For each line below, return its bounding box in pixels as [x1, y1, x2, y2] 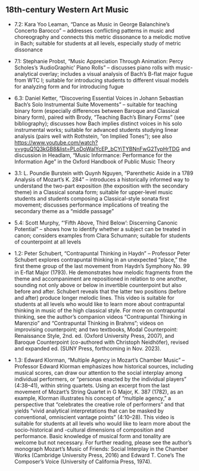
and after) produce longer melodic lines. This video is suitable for [14, 294, 175, 301]
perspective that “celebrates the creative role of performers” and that [14, 401, 185, 408]
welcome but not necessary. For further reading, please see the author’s [14, 439, 192, 446]
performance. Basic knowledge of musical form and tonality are [14, 432, 171, 439]
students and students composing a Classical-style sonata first [14, 195, 169, 202]
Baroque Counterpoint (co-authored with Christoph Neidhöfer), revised [14, 338, 189, 346]
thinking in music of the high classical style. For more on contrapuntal [14, 307, 185, 314]
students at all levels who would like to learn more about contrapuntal [14, 300, 185, 307]
